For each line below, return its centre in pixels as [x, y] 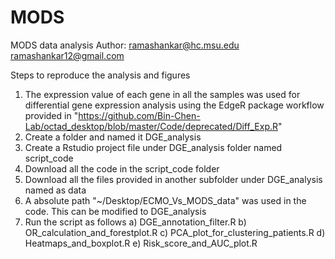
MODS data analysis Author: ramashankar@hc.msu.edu [125, 45]
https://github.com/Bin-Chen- [139, 115]
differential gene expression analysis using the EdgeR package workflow [174, 105]
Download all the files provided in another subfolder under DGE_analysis [173, 179]
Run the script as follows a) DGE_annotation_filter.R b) [135, 222]
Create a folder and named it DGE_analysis [113, 137]
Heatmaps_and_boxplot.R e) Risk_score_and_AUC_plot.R [141, 243]
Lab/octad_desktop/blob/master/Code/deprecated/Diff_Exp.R [151, 126]
